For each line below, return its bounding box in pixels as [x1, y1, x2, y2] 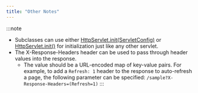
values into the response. [14, 55, 77, 62]
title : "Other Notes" [6, 8, 60, 15]
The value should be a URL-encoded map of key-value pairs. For [23, 61, 182, 68]
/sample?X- [146, 75, 174, 81]
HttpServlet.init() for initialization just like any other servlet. [14, 42, 159, 49]
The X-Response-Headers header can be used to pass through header [14, 48, 188, 56]
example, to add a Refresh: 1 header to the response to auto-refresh [23, 67, 193, 74]
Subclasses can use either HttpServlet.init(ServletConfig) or [14, 36, 162, 43]
